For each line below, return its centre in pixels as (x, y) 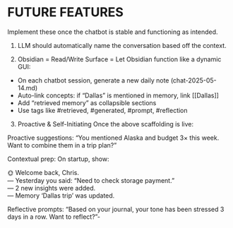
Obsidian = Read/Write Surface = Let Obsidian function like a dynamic (119, 59)
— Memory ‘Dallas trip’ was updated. (61, 196)
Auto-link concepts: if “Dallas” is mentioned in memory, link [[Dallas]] (118, 95)
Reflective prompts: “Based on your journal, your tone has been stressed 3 (116, 209)
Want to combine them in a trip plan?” (62, 145)
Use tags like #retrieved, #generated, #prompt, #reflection (103, 110)
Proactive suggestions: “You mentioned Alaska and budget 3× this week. (113, 138)
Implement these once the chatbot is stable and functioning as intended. (113, 32)
